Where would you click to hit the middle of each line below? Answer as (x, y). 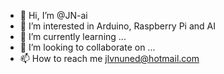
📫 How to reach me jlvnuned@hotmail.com (109, 58)
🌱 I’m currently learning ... (73, 36)
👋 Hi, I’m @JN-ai (53, 15)
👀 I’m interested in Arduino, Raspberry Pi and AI (118, 26)
